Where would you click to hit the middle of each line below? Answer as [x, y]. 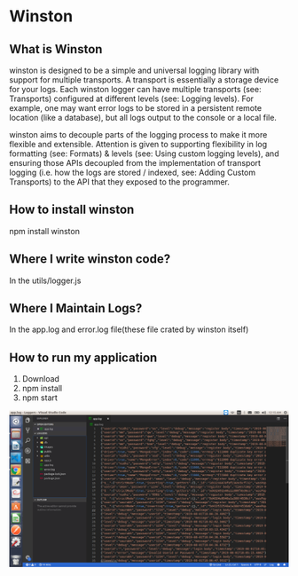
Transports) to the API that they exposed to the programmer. [120, 182]
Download [41, 379]
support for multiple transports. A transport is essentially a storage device [144, 80]
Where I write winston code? [90, 259]
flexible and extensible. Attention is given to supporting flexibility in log [138, 144]
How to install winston [72, 210]
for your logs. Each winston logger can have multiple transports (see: [135, 89]
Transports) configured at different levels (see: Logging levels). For [132, 99]
